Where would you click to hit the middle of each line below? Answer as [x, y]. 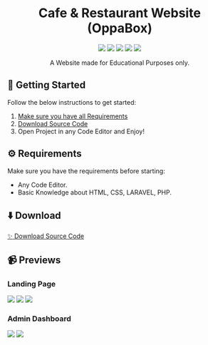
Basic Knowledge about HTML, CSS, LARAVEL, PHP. [95, 192]
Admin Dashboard [39, 319]
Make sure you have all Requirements [73, 116]
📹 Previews [34, 260]
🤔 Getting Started [47, 85]
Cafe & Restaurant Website [120, 13]
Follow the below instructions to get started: [72, 102]
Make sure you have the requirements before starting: [86, 171]
